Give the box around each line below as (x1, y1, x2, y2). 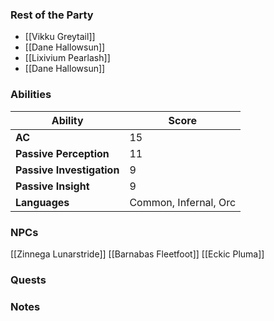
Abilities (10, 88, 52, 102)
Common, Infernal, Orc (129, 195, 237, 209)
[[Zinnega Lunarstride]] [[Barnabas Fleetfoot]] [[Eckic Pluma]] (10, 248, 265, 260)
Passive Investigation (15, 163, 120, 177)
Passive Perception (15, 146, 110, 160)
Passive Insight (15, 179, 90, 193)
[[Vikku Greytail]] (24, 31, 96, 43)
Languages (15, 195, 70, 209)
